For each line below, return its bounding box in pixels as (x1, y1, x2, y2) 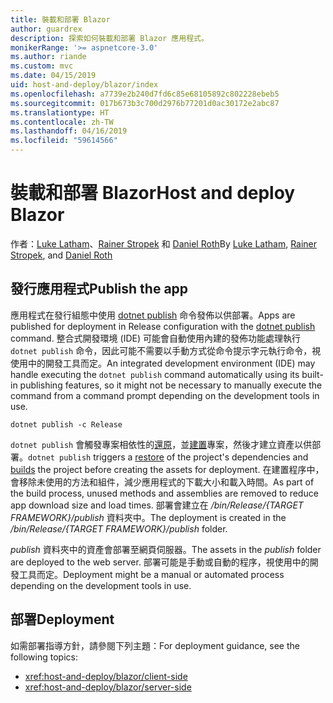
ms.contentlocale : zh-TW (10, 117, 114, 127)
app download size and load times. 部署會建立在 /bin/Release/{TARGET (10, 499, 304, 511)
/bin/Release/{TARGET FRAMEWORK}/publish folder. (10, 522, 228, 535)
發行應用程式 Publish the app (10, 281, 189, 298)
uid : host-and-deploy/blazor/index (10, 80, 159, 90)
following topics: (10, 651, 78, 663)
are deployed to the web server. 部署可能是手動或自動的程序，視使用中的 (10, 556, 310, 568)
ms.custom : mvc (10, 61, 74, 71)
